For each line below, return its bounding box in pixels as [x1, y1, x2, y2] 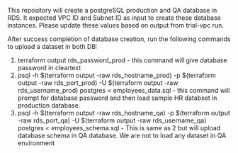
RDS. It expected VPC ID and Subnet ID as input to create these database [7, 13, 221, 22]
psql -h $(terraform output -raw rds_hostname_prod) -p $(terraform [17, 71, 216, 79]
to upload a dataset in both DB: [7, 42, 98, 50]
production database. [17, 101, 81, 109]
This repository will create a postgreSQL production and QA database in [7, 6, 217, 14]
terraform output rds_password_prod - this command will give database [17, 56, 228, 64]
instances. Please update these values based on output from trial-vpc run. [7, 21, 225, 29]
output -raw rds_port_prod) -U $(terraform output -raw [17, 79, 178, 87]
